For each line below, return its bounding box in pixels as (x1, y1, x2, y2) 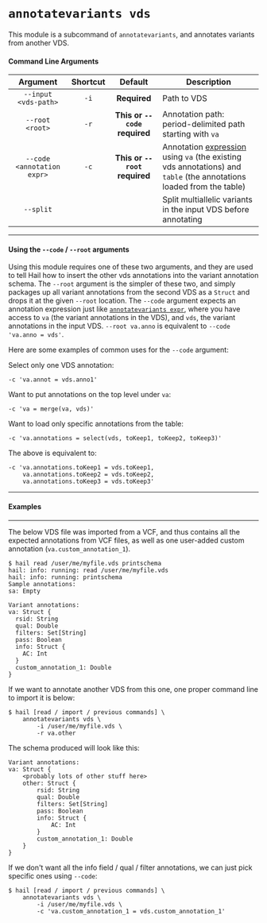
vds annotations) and (162, 161, 242, 172)
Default (119, 76, 149, 87)
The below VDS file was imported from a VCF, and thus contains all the (8, 527, 241, 536)
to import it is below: (8, 693, 75, 702)
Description (185, 76, 232, 87)
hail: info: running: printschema (8, 573, 123, 581)
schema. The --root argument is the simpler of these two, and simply (8, 279, 236, 288)
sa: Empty (8, 587, 41, 595)
